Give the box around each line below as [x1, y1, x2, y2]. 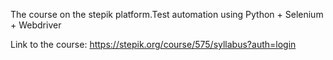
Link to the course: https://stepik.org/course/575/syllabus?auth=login [10, 39, 297, 50]
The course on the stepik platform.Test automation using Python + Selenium [10, 9, 324, 20]
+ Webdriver [10, 19, 62, 31]
